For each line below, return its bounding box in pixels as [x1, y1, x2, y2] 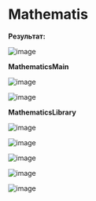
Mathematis [8, 5, 89, 24]
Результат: [8, 31, 46, 41]
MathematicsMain [8, 61, 69, 71]
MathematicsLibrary [8, 108, 76, 117]
